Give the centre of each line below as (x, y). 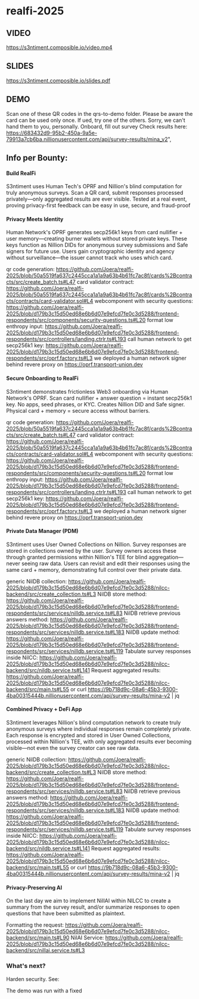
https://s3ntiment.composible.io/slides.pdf (58, 80)
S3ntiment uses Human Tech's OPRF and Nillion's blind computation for (94, 186)
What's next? (26, 966)
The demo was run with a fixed (44, 991)
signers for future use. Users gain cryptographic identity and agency (90, 252)
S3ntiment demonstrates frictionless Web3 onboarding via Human (87, 391)
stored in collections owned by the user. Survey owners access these (91, 550)
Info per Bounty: (37, 158)
